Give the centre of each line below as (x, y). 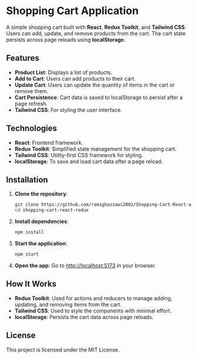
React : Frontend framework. (49, 142)
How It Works (31, 284)
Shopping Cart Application (73, 11)
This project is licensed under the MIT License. (63, 350)
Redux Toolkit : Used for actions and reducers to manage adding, (93, 298)
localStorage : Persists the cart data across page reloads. (84, 317)
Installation (27, 180)
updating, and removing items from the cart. (68, 304)
